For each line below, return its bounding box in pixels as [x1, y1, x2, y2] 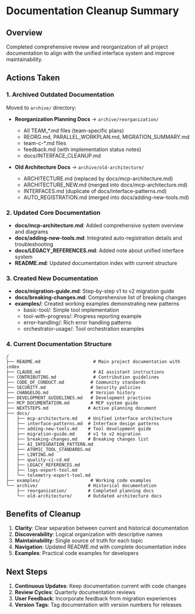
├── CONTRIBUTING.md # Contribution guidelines [6, 374, 160, 380]
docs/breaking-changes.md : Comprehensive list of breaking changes [14, 294, 187, 301]
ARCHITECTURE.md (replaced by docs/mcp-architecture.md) [23, 175, 173, 182]
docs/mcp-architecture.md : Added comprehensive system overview [14, 221, 184, 228]
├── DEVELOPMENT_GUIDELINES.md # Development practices [6, 394, 151, 401]
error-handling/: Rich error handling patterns [23, 319, 131, 326]
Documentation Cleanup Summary [6, 4, 180, 18]
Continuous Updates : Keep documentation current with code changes [14, 583, 187, 590]
